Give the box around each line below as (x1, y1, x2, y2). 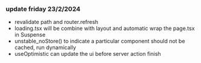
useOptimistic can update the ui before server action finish (14, 50, 161, 58)
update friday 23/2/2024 (5, 5, 81, 13)
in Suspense (14, 31, 46, 38)
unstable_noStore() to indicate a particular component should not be (14, 38, 185, 45)
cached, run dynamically (14, 44, 76, 51)
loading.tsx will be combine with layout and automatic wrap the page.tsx (14, 25, 195, 32)
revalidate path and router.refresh (14, 19, 99, 26)
